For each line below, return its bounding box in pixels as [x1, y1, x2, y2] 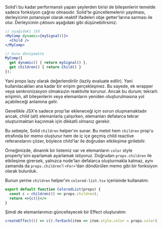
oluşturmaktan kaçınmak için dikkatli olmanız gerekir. [5, 118, 111, 124]
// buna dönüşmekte [5, 51, 45, 56]
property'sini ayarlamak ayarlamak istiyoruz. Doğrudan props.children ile [5, 152, 152, 158]
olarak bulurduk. [5, 168, 38, 174]
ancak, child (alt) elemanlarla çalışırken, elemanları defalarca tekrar [5, 113, 139, 119]
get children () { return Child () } [9, 65, 81, 70]
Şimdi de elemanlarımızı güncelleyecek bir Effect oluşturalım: [5, 209, 127, 215]
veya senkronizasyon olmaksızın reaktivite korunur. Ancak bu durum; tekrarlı [5, 88, 158, 94]
